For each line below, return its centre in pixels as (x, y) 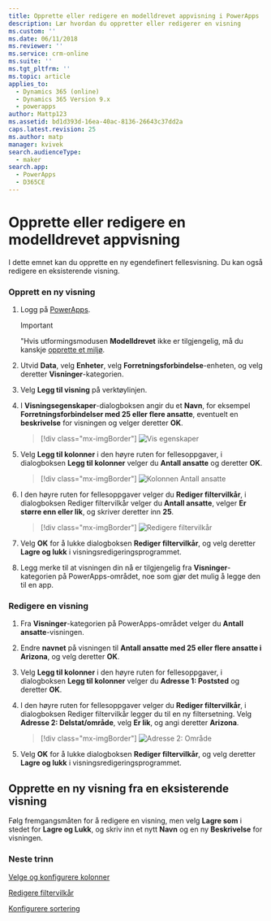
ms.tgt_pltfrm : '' (39, 69)
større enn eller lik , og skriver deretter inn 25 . (97, 512)
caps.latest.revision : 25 (52, 129)
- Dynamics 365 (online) (58, 91)
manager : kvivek (36, 144)
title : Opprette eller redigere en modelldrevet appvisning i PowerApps (134, 16)
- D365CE (30, 182)
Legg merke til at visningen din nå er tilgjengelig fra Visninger (124, 568)
